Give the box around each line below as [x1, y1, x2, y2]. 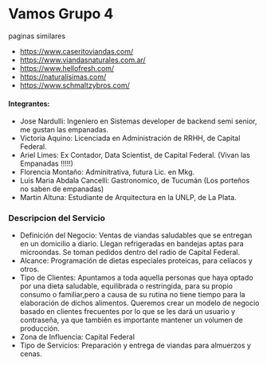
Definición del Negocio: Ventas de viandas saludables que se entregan [19, 230, 253, 240]
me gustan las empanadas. [19, 125, 109, 135]
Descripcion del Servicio [8, 213, 106, 224]
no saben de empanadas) [19, 184, 104, 194]
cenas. [19, 349, 42, 359]
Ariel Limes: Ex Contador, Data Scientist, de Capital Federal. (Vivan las [19, 151, 251, 160]
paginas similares [8, 31, 66, 41]
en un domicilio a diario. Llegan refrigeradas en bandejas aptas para [19, 239, 245, 249]
